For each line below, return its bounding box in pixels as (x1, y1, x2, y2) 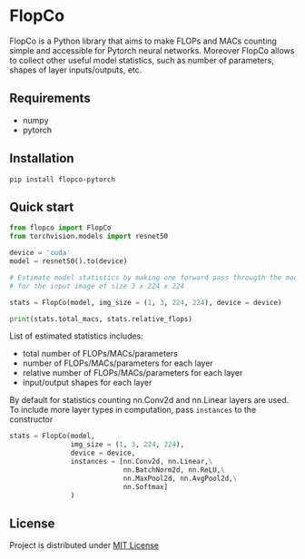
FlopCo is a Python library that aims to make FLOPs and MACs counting (9, 35, 277, 46)
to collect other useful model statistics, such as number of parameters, (9, 54, 274, 65)
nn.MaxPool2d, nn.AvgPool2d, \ (123, 474, 238, 483)
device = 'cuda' (9, 249, 71, 258)
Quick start (9, 199, 74, 214)
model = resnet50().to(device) (9, 257, 128, 266)
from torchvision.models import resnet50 (9, 232, 169, 241)
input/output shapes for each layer (22, 378, 152, 388)
